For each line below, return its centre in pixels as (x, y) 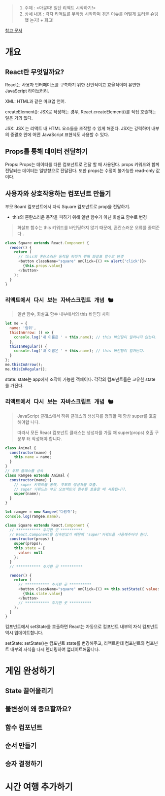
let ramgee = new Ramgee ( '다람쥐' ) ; (41, 512)
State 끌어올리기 (29, 691)
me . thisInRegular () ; (26, 369)
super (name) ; (27, 494)
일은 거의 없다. (19, 118)
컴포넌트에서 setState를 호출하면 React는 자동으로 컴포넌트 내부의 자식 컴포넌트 (82, 627)
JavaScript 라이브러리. (27, 91)
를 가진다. (14, 385)
